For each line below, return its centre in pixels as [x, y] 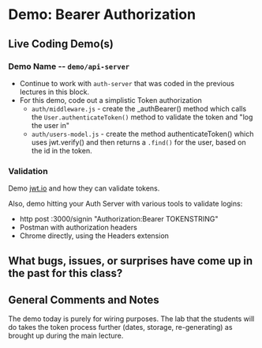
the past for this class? [65, 273]
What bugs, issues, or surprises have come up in [131, 261]
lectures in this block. [54, 92]
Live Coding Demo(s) [61, 44]
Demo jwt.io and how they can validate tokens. [84, 188]
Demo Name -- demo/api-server [69, 66]
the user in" [50, 125]
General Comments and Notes [84, 299]
